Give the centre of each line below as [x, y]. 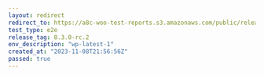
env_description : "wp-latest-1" [61, 45]
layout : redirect [37, 15]
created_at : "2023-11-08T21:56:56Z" [68, 52]
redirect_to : [29, 23]
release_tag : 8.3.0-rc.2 [49, 37]
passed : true [29, 59]
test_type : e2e [33, 30]
